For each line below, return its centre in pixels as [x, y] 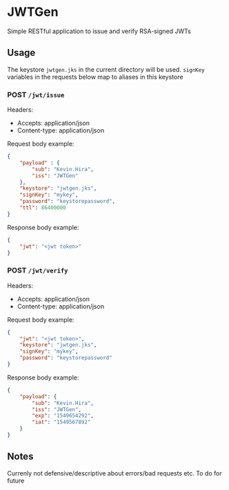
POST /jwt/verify [38, 271]
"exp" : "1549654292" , [63, 416]
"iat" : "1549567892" [61, 422]
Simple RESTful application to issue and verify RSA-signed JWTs [99, 31]
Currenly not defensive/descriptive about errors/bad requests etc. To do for [114, 473]
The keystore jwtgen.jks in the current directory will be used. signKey [106, 69]
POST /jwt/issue [36, 95]
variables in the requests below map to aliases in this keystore [95, 77]
